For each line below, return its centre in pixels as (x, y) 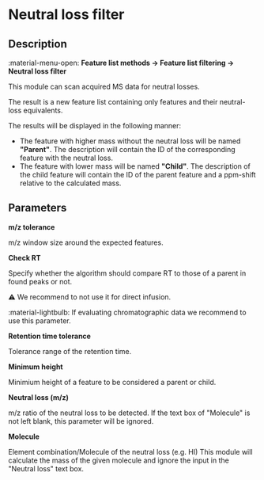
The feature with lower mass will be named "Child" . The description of (135, 166)
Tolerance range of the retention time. (70, 351)
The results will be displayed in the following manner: (95, 126)
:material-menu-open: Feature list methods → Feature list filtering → (121, 63)
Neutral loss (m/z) (39, 397)
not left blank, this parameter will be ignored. (81, 421)
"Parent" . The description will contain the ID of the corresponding (127, 149)
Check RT (25, 257)
